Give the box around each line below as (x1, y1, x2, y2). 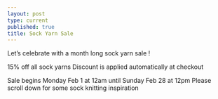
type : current (7, 17, 49, 24)
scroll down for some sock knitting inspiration (7, 84, 139, 92)
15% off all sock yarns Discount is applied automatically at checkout (7, 62, 204, 71)
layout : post (7, 10, 46, 18)
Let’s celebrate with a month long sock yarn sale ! (7, 49, 151, 58)
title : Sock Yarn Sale (7, 29, 74, 37)
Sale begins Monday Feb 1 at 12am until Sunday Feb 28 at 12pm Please (7, 77, 212, 85)
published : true (7, 23, 55, 30)
